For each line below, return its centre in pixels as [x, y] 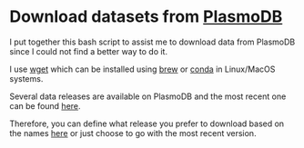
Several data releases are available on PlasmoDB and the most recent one [148, 96]
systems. [26, 78]
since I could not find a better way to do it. [89, 51]
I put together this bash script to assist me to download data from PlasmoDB [152, 42]
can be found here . [45, 105]
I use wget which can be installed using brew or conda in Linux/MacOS [142, 69]
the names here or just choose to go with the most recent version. [133, 133]
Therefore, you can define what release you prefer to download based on [147, 123]
